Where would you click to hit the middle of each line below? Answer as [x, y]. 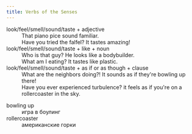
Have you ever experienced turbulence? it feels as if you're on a [102, 87]
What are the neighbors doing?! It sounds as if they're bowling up [104, 74]
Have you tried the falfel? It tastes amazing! [76, 42]
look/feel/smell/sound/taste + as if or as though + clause [77, 68]
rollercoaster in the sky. [51, 93]
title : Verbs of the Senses [42, 12]
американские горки [49, 124]
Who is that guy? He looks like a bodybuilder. [78, 55]
